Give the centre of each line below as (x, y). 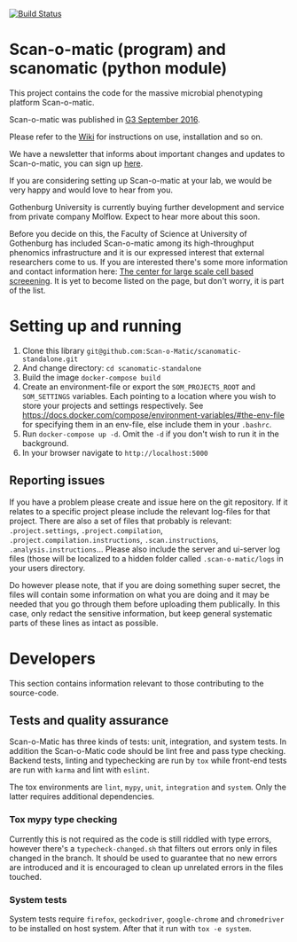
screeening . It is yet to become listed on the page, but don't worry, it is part (147, 280)
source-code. (34, 693)
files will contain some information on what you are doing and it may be (140, 594)
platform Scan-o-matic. (52, 102)
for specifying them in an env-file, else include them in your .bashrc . (147, 424)
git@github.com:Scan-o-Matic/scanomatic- (164, 351)
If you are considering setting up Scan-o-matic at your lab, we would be (141, 180)
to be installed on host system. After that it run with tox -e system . (130, 929)
